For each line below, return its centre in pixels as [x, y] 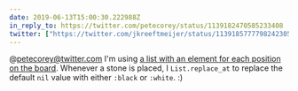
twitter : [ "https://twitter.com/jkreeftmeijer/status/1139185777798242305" [152, 34]
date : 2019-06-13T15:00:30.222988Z [75, 17]
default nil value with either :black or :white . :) [96, 78]
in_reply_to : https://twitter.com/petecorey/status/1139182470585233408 [146, 26]
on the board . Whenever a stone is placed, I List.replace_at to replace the [146, 68]
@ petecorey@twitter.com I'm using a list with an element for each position [145, 59]
